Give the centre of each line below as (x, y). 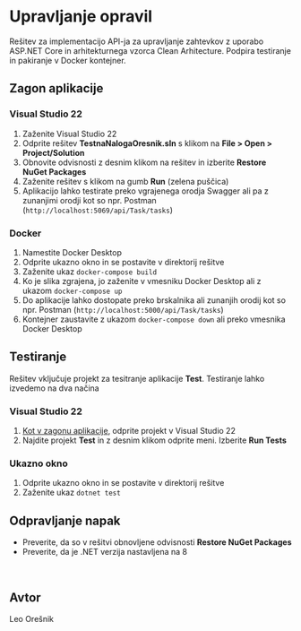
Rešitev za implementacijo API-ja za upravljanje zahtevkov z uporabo (137, 41)
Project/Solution (53, 152)
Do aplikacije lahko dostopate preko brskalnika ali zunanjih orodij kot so (154, 300)
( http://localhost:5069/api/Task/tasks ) (97, 210)
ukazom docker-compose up (72, 290)
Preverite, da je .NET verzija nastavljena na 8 (105, 552)
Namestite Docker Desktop (72, 252)
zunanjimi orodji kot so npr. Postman (89, 200)
